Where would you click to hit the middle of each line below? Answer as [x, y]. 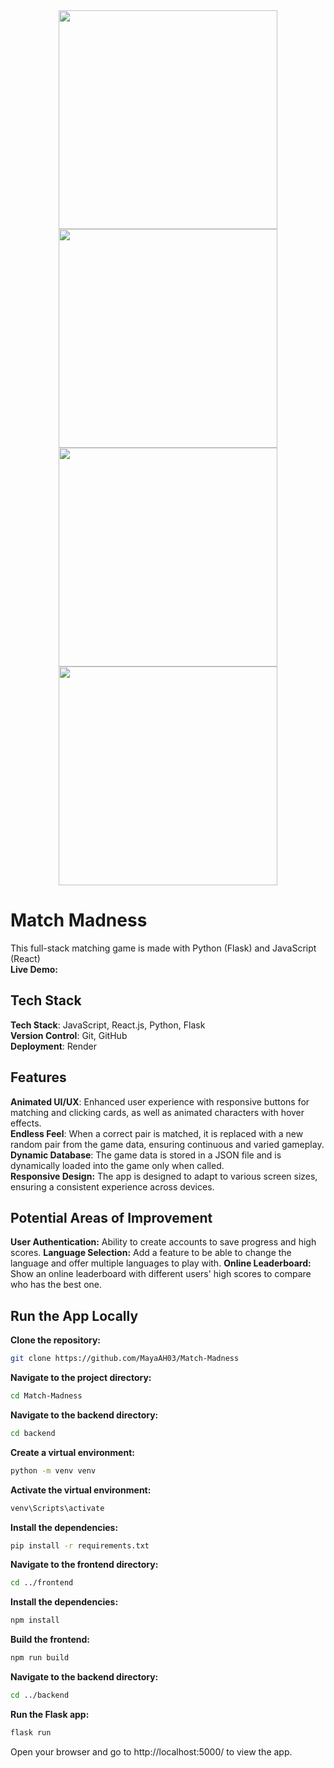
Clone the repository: [55, 1340]
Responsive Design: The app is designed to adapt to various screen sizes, [164, 1176]
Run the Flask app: [50, 1714]
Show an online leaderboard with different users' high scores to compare [161, 1274]
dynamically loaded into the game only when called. [117, 1165]
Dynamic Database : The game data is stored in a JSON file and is [146, 1155]
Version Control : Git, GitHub [69, 1035]
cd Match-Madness [46, 1396]
